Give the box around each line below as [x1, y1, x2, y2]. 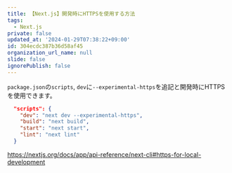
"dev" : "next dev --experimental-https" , [20, 111, 143, 119]
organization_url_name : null [7, 50, 93, 57]
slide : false [7, 56, 46, 63]
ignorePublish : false [7, 62, 71, 69]
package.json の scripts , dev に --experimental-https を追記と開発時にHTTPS [7, 82, 226, 91]
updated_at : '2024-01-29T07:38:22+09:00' [7, 36, 131, 43]
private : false [7, 29, 52, 37]
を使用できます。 [7, 91, 56, 99]
